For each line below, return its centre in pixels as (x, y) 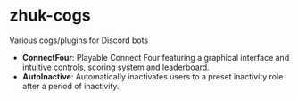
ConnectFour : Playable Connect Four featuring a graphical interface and (156, 57)
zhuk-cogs (50, 16)
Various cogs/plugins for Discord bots (79, 40)
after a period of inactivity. (70, 86)
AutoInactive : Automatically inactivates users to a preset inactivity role (153, 76)
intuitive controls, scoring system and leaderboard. (116, 67)
